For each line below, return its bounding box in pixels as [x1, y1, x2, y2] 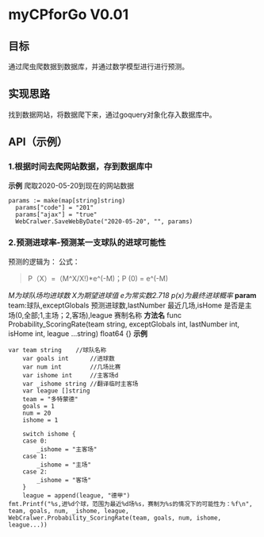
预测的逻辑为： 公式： [8, 257, 80, 266]
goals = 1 [22, 402, 55, 410]
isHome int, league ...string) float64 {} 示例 [8, 328, 148, 338]
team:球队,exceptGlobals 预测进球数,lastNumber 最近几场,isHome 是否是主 [8, 300, 252, 310]
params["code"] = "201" [15, 203, 94, 211]
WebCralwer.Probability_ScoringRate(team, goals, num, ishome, [8, 514, 222, 522]
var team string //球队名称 [8, 346, 107, 354]
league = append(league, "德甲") [22, 491, 131, 500]
